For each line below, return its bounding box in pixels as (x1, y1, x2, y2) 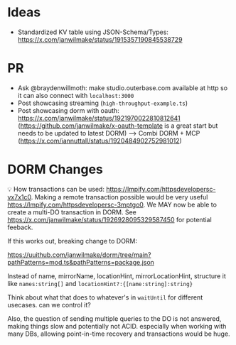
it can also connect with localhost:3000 (17, 91, 134, 99)
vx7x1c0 (7, 192, 32, 201)
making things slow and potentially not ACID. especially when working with (7, 322, 227, 330)
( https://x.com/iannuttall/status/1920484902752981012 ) (17, 136, 183, 145)
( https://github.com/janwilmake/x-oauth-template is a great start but (17, 121, 218, 130)
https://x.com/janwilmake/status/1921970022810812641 (17, 114, 181, 122)
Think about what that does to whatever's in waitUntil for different (7, 292, 203, 302)
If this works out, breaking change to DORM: (7, 236, 137, 245)
